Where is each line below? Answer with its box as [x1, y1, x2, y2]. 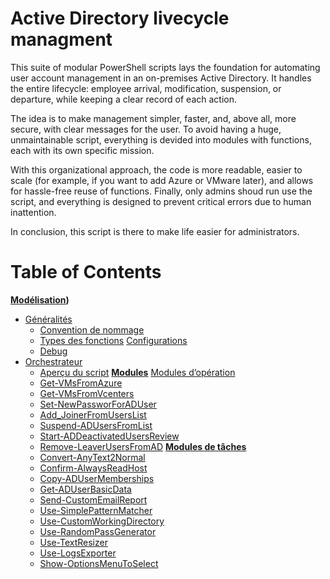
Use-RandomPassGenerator [39, 525, 157, 537]
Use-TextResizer [39, 536, 108, 548]
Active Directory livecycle [10, 7, 230, 30]
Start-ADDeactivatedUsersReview [39, 430, 180, 442]
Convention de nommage [39, 323, 145, 336]
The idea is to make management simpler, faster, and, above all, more [10, 112, 297, 124]
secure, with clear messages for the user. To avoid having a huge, [10, 123, 282, 135]
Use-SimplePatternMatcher [39, 504, 153, 516]
